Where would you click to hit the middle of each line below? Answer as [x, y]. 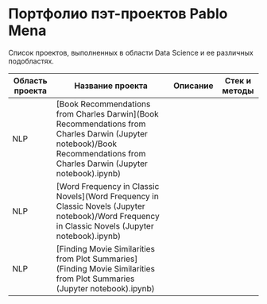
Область [30, 80]
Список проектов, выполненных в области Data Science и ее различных [131, 52]
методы [238, 90]
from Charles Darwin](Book [107, 114]
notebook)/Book [87, 144]
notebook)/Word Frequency [108, 216]
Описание [193, 86]
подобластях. [31, 61]
